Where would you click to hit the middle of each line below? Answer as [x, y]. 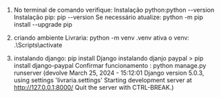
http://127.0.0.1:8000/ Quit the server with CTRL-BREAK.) [94, 87]
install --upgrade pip [43, 24]
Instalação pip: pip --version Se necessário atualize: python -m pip [108, 17]
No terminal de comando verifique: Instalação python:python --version [114, 10]
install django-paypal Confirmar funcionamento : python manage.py [110, 65]
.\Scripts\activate [38, 45]
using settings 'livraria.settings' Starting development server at [103, 80]
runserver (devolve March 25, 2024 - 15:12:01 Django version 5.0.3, [109, 73]
